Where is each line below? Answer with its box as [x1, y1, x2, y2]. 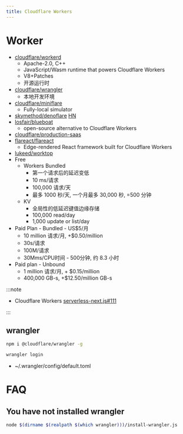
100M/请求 [23, 247, 49, 254]
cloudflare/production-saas [14, 131, 81, 138]
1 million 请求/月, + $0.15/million [23, 267, 100, 274]
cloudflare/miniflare [14, 100, 63, 107]
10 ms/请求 [32, 176, 59, 183]
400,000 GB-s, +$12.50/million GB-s [23, 274, 112, 281]
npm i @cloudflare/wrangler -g [6, 341, 83, 347]
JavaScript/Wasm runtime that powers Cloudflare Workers [23, 66, 165, 73]
